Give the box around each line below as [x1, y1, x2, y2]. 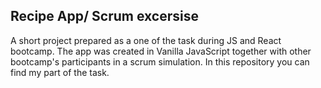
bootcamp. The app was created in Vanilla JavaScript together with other [10, 45, 312, 57]
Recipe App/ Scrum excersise [10, 8, 199, 25]
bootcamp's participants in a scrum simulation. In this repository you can [10, 55, 310, 68]
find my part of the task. [10, 66, 110, 78]
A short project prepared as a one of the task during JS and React [10, 34, 282, 46]
